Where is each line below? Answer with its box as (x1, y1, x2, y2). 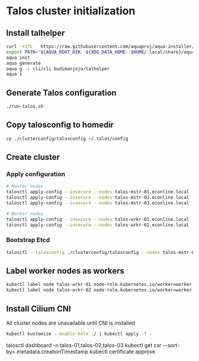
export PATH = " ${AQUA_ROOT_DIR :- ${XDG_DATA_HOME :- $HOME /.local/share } (6, 49, 182, 55)
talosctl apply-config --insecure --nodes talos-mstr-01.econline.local (6, 189, 190, 195)
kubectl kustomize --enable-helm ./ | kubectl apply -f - (6, 331, 152, 337)
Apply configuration (6, 169, 66, 178)
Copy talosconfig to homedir (6, 120, 114, 130)
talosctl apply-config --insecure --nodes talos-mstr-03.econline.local (6, 200, 190, 206)
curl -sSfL (6, 43, 33, 49)
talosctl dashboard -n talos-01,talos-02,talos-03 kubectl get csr (6, 341, 162, 349)
